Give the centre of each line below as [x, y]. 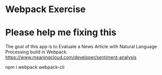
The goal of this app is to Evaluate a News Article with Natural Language [81, 47]
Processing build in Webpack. [36, 52]
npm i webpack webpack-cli [35, 67]
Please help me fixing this [61, 33]
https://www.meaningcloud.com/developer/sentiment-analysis [71, 57]
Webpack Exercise [46, 9]
